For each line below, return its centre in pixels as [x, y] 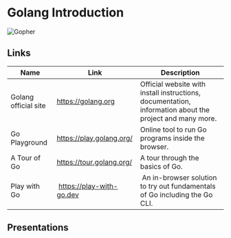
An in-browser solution [179, 178]
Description [180, 72]
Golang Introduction [66, 13]
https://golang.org [86, 101]
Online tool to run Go [174, 130]
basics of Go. [162, 166]
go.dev [68, 195]
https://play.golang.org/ [95, 138]
